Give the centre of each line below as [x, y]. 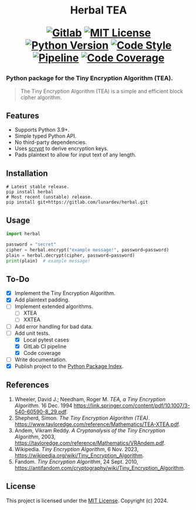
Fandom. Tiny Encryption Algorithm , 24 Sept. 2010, [76, 461]
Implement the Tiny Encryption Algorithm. [65, 293]
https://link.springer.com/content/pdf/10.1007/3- [132, 405]
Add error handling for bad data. [53, 326]
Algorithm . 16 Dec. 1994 [43, 405]
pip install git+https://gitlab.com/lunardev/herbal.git [77, 202]
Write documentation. [41, 360]
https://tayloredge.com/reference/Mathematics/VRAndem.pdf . [90, 443]
